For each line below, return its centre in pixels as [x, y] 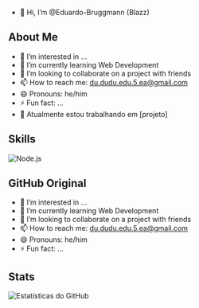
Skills [22, 139]
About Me [33, 37]
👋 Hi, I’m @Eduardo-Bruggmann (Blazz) [84, 12]
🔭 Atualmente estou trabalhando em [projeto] [94, 114]
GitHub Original [47, 183]
